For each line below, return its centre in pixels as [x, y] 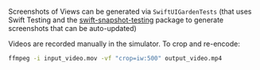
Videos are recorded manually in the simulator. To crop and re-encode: [124, 44]
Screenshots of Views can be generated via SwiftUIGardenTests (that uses [130, 12]
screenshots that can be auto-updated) [72, 28]
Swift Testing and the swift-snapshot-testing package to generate [116, 20]
